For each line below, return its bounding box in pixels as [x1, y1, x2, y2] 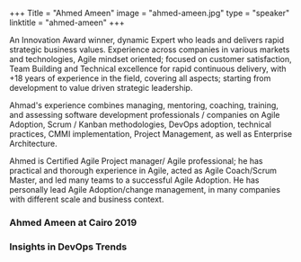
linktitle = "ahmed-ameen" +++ [9, 17, 126, 28]
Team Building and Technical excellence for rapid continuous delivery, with [9, 63, 287, 74]
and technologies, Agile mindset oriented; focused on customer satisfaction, [9, 54, 292, 64]
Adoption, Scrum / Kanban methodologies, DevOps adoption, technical [9, 119, 272, 130]
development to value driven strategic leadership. [9, 83, 193, 93]
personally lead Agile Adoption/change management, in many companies [9, 185, 281, 194]
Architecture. [9, 139, 58, 149]
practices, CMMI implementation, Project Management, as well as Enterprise [9, 129, 293, 139]
